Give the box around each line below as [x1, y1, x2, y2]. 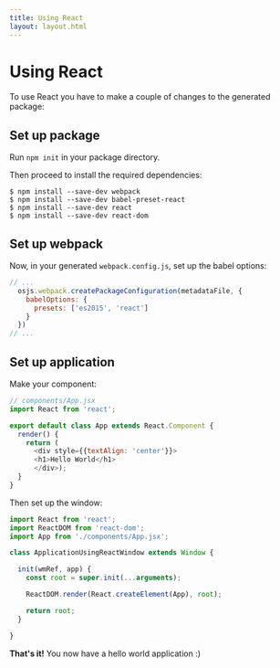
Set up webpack [9, 236, 103, 251]
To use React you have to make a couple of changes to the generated [9, 91, 271, 102]
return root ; [26, 606, 76, 615]
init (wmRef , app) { [17, 565, 92, 574]
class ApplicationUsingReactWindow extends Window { [9, 548, 214, 557]
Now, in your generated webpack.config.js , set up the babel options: [9, 260, 267, 271]
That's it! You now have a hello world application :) [9, 648, 202, 659]
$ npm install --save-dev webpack [9, 187, 141, 196]
